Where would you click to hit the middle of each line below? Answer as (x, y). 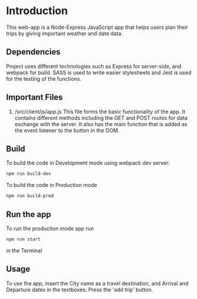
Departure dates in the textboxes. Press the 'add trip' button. (79, 290)
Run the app (29, 214)
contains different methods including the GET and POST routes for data (101, 118)
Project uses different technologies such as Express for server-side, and (94, 66)
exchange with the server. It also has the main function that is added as (101, 124)
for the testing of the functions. (44, 78)
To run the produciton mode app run (50, 228)
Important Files (34, 98)
